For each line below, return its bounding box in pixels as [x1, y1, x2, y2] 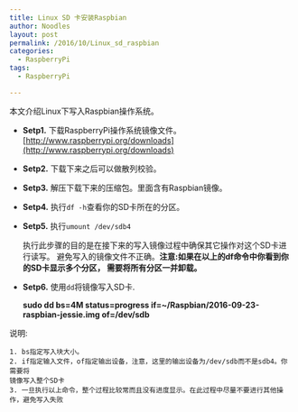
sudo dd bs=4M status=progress [22, 299, 150, 310]
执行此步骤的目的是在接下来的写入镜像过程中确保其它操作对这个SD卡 [22, 240, 279, 251]
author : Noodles [9, 22, 70, 31]
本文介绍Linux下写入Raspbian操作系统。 [9, 105, 160, 116]
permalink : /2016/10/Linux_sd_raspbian [9, 38, 160, 48]
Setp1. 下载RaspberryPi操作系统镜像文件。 [22, 124, 182, 135]
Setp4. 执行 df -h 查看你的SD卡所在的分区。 [22, 201, 185, 212]
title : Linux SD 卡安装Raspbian [9, 13, 127, 23]
